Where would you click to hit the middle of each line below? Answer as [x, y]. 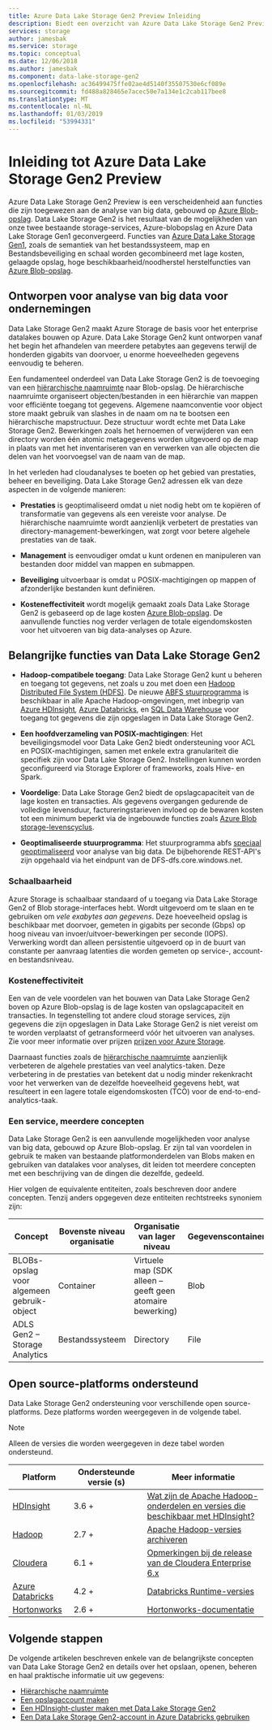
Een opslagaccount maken [64, 1699]
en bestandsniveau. [41, 959]
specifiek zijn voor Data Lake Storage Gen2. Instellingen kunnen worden [140, 759]
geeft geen [155, 1291]
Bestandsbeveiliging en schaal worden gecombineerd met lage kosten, [126, 253]
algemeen [32, 1291]
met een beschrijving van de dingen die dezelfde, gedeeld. [106, 1174]
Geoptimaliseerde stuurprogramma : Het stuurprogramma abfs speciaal [140, 843]
